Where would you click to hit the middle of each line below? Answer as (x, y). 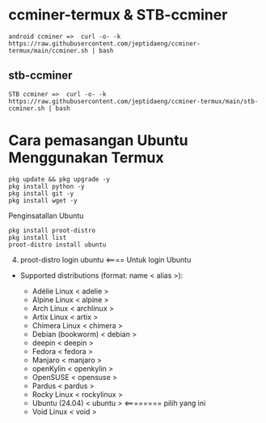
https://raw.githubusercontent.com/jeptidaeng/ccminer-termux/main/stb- (133, 101)
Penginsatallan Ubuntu (46, 216)
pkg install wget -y (43, 200)
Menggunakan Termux (86, 158)
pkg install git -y (41, 193)
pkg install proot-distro (52, 230)
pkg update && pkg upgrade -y (59, 179)
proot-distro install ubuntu (57, 245)
